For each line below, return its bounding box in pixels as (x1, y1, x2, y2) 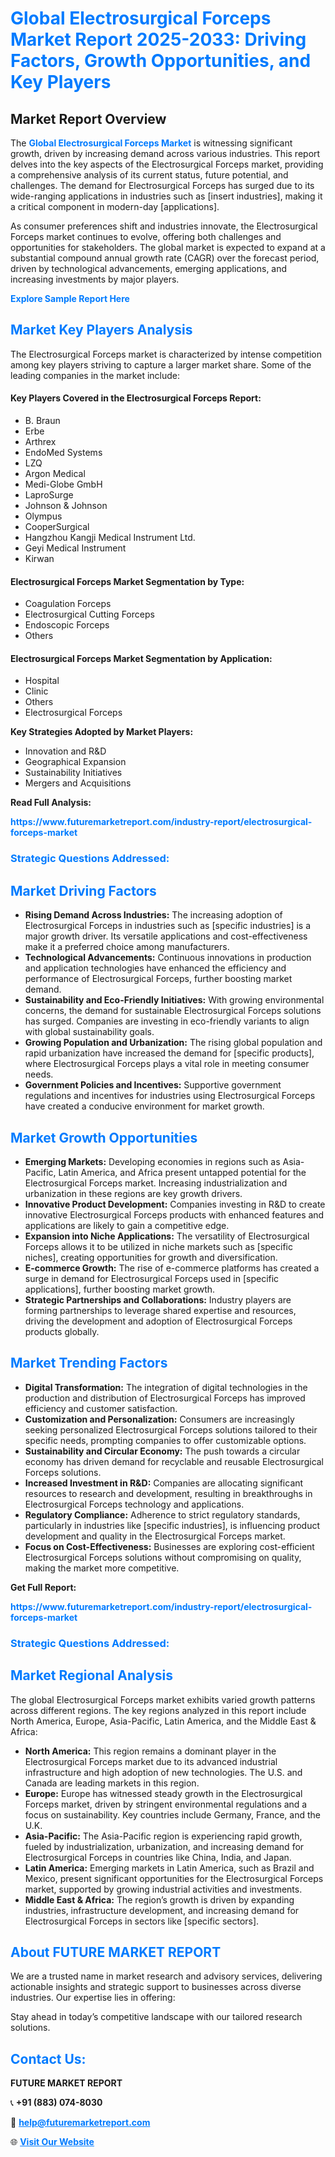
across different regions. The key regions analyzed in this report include (10, 1704, 307, 1716)
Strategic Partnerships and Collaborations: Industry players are (24, 1293, 292, 1306)
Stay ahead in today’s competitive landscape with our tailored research (10, 2011, 303, 2023)
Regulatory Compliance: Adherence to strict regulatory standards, (24, 1508, 301, 1521)
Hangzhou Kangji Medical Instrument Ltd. (24, 532, 196, 544)
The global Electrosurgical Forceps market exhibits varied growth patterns (10, 1693, 316, 1706)
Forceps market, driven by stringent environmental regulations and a (24, 1798, 308, 1810)
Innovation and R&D (24, 745, 107, 757)
